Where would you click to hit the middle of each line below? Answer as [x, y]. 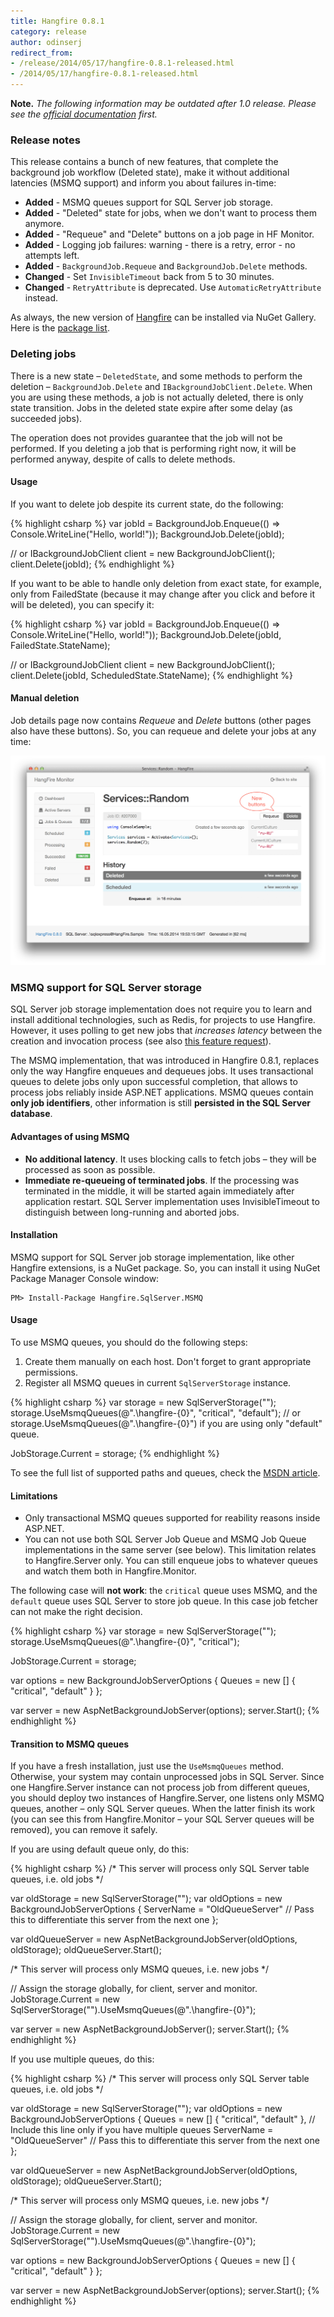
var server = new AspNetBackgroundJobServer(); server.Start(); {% [150, 2029]
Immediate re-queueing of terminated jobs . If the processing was [162, 1180]
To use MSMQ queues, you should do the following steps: [129, 1342]
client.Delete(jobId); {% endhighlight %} [92, 564]
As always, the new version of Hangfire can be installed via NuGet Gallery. [163, 317]
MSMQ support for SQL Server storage [106, 988]
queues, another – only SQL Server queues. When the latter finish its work [163, 1809]
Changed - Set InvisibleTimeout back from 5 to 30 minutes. [149, 277]
